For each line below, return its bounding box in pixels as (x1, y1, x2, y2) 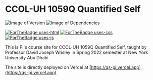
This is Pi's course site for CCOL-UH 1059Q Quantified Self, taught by (5, 44, 147, 50)
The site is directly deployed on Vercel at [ (5, 64, 92, 70)
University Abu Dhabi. (5, 54, 50, 60)
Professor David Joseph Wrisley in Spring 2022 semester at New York (5, 49, 149, 55)
